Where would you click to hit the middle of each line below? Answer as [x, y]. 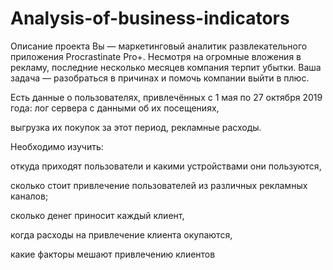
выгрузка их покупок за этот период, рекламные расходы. [136, 127]
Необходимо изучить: [57, 146]
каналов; [29, 196]
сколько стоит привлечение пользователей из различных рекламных [159, 185]
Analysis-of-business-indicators [150, 18]
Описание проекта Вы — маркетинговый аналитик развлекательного [159, 46]
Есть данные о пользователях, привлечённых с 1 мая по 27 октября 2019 [166, 97]
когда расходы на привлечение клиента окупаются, [121, 234]
